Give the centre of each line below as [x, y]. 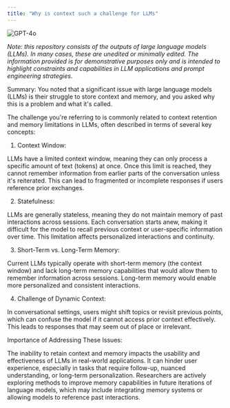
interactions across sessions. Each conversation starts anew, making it [107, 222]
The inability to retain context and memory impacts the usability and [104, 353]
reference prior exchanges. [46, 187]
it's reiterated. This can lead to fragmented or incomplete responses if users [115, 181]
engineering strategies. [40, 76]
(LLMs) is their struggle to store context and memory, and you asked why [111, 96]
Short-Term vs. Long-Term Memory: [68, 249]
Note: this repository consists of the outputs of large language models [107, 46]
